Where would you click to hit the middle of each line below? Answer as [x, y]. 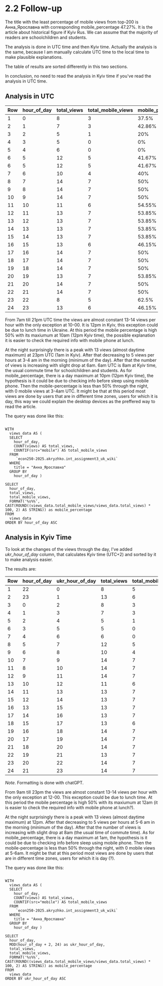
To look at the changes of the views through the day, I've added [69, 549]
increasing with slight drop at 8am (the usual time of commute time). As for [80, 832]
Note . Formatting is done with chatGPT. [44, 782]
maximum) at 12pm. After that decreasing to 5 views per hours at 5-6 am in [80, 822]
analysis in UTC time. [26, 81]
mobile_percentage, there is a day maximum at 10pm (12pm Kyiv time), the [79, 375]
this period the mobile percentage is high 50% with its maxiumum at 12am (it [81, 802]
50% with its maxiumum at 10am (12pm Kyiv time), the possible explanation [80, 335]
